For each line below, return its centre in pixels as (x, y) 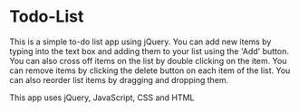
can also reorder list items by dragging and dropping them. (119, 79)
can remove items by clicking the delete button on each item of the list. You (150, 70)
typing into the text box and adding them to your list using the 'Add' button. (149, 51)
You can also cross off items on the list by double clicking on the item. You (148, 61)
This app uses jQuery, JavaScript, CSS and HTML (102, 98)
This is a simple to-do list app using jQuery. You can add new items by (140, 42)
